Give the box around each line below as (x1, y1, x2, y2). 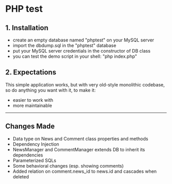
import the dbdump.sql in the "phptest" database (12, 42, 117, 49)
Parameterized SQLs (12, 157, 56, 164)
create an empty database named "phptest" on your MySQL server (12, 37, 155, 43)
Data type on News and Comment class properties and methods (12, 135, 148, 142)
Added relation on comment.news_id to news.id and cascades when (12, 168, 157, 174)
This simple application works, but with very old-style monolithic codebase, (5, 81, 165, 87)
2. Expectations (5, 68, 56, 77)
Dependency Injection (12, 141, 59, 147)
